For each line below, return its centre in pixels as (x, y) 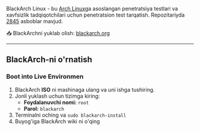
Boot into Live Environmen (45, 77)
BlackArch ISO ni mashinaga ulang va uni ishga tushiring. (85, 89)
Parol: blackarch (44, 108)
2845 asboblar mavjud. (35, 21)
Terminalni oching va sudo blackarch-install (71, 115)
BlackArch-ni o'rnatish (49, 60)
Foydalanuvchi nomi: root (56, 102)
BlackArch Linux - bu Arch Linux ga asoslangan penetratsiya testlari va (92, 9)
